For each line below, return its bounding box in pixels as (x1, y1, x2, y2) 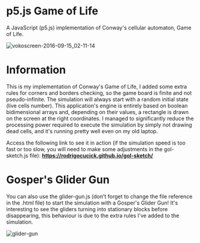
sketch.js (6, 152, 29, 159)
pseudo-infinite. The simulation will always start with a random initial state (6, 95, 189, 103)
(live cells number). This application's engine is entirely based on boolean (6, 102, 188, 109)
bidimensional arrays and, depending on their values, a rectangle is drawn (6, 108, 189, 115)
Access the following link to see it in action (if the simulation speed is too (6, 139, 186, 146)
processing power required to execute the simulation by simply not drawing (6, 121, 193, 128)
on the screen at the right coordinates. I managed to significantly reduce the (6, 115, 194, 122)
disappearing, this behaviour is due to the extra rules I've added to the (6, 212, 180, 219)
